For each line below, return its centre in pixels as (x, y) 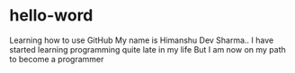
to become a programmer (57, 59)
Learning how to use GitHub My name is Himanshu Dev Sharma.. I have (142, 40)
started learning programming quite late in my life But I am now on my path (147, 49)
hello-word (51, 16)
